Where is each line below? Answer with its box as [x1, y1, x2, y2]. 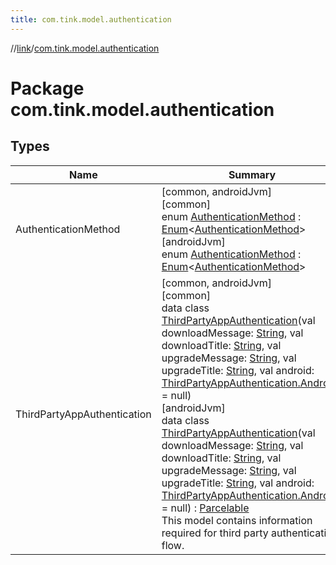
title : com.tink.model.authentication [10, 14, 172, 25]
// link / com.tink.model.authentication [10, 42, 160, 54]
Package [10, 77, 85, 100]
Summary [228, 167, 277, 181]
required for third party [161, 526, 269, 540]
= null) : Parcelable [161, 501, 250, 515]
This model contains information [161, 513, 313, 527]
